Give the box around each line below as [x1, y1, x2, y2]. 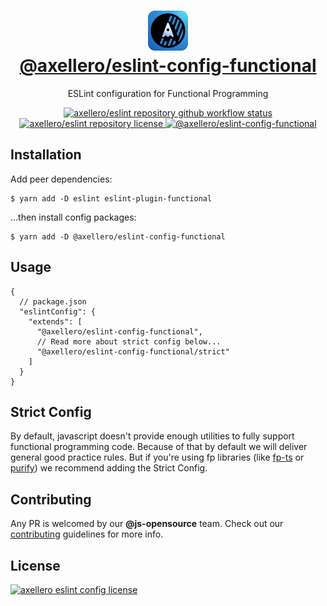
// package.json [19, 296, 87, 307]
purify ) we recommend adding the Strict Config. [10, 462, 208, 474]
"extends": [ [28, 316, 83, 327]
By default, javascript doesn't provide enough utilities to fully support [10, 430, 295, 442]
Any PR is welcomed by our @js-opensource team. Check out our [10, 518, 284, 530]
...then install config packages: [10, 211, 137, 223]
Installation [10, 146, 82, 164]
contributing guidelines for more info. [10, 528, 164, 540]
